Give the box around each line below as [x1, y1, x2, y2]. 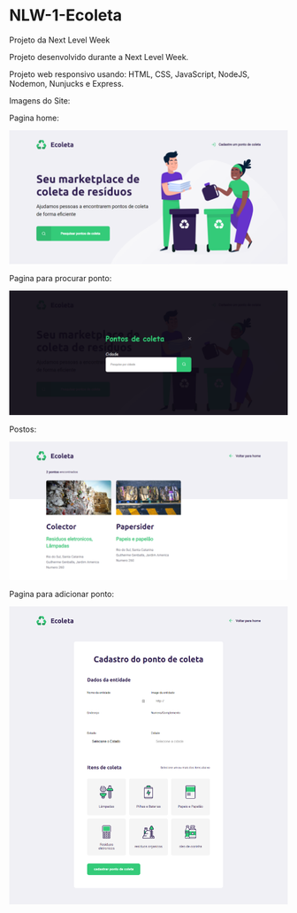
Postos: [9, 424, 37, 434]
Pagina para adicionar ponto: [9, 589, 115, 600]
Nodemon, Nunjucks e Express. [9, 78, 125, 88]
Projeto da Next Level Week [9, 35, 110, 45]
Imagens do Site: [9, 95, 71, 106]
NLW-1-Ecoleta [9, 5, 122, 26]
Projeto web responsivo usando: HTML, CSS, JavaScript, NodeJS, [9, 68, 250, 80]
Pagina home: [9, 112, 59, 123]
